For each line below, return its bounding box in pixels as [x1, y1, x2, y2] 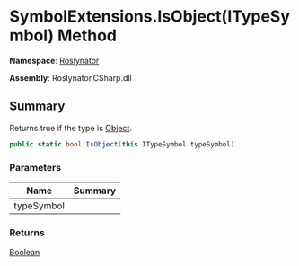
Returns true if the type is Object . [9, 122, 133, 133]
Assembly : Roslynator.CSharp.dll [9, 72, 132, 83]
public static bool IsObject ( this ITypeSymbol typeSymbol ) [9, 139, 235, 149]
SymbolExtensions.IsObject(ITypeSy [9, 6, 290, 27]
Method [57, 25, 117, 46]
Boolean [9, 247, 40, 258]
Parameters [9, 161, 61, 173]
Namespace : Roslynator [9, 55, 100, 66]
